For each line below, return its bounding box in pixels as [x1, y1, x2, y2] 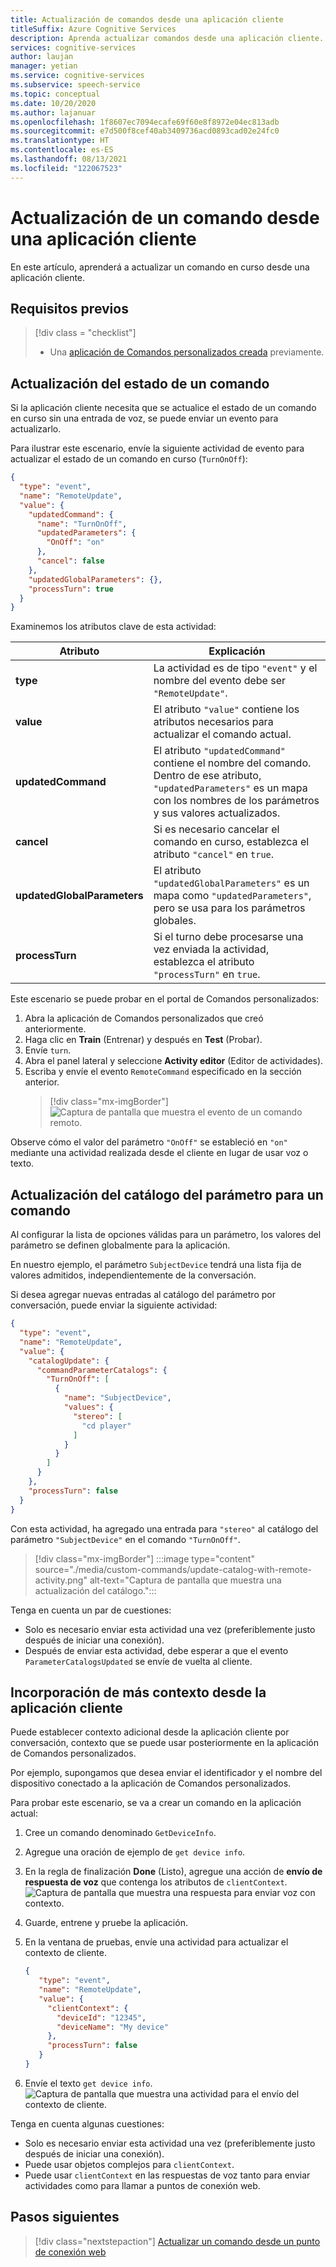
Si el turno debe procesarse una [153, 930, 304, 944]
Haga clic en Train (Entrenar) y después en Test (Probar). [24, 1034, 263, 1046]
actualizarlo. [10, 423, 62, 435]
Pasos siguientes [10, 2209, 120, 2226]
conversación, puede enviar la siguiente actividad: [10, 1299, 218, 1311]
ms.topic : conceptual [10, 89, 101, 99]
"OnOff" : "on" [46, 537, 105, 548]
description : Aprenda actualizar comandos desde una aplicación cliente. [10, 33, 325, 43]
